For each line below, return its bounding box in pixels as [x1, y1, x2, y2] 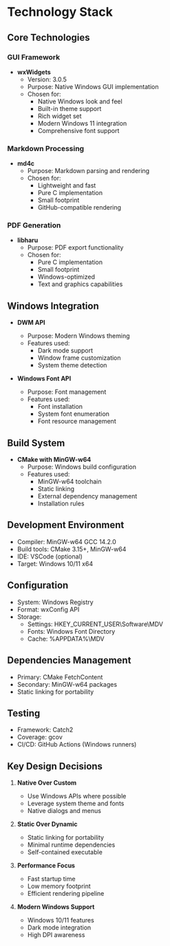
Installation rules [37, 499, 85, 507]
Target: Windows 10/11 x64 [17, 559, 94, 567]
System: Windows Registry [17, 598, 94, 606]
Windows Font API [17, 374, 72, 383]
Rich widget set [37, 112, 82, 120]
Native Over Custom [17, 778, 77, 787]
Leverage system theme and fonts [27, 799, 125, 807]
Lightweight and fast [37, 181, 96, 190]
